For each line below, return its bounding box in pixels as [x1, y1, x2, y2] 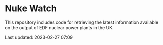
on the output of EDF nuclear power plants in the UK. [5, 24, 114, 30]
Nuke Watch [5, 3, 57, 14]
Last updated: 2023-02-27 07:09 [5, 34, 73, 40]
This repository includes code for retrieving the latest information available [5, 19, 159, 25]
